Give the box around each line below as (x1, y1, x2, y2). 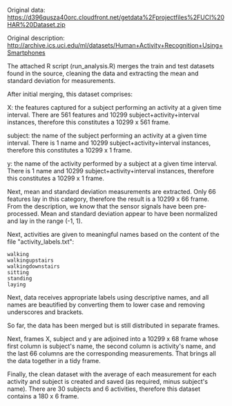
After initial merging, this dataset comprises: (7, 90, 133, 98)
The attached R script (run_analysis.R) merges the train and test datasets (7, 62, 215, 70)
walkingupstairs (7, 257, 54, 264)
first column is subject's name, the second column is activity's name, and (7, 342, 216, 350)
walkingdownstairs (7, 263, 60, 270)
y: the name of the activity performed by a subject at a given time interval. (7, 159, 217, 168)
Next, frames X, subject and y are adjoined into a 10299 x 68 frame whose (7, 335, 219, 342)
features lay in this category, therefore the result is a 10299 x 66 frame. (7, 195, 209, 203)
